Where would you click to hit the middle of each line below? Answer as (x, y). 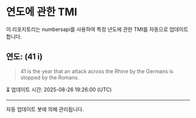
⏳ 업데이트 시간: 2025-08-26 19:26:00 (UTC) (59, 89)
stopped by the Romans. (50, 77)
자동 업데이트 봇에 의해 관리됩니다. (45, 109)
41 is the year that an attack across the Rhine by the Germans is (97, 71)
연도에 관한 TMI (42, 12)
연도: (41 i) (24, 57)
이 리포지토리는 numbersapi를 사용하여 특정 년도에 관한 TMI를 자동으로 (87, 29)
